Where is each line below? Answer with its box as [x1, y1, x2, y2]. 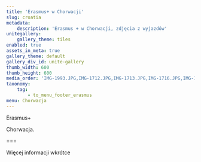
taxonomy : [6, 81, 31, 87]
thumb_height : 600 [6, 70, 52, 76]
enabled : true [6, 42, 42, 48]
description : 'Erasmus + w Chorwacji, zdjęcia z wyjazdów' [17, 25, 167, 32]
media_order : [6, 75, 39, 81]
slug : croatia [6, 14, 42, 20]
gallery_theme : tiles [17, 36, 71, 42]
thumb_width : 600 [6, 64, 50, 71]
